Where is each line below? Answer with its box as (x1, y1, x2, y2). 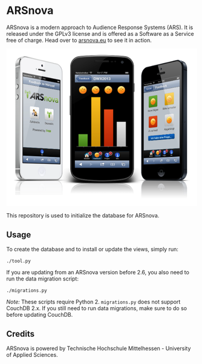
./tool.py (6, 258, 31, 264)
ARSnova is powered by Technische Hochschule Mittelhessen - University (6, 345, 191, 352)
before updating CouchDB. (6, 311, 73, 319)
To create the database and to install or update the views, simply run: (6, 246, 178, 253)
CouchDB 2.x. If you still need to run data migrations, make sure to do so (6, 305, 187, 312)
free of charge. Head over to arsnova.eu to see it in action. (6, 36, 152, 44)
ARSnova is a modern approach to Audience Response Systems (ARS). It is (6, 24, 194, 31)
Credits (6, 328, 35, 339)
